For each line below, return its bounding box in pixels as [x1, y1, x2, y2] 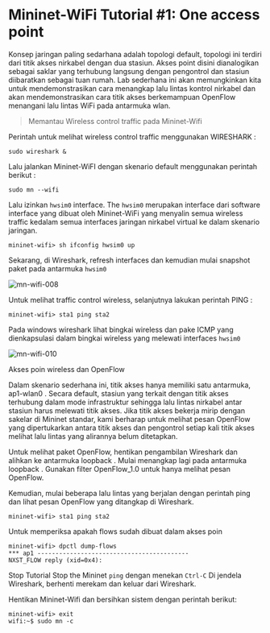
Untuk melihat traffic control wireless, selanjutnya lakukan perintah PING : [8, 295, 253, 304]
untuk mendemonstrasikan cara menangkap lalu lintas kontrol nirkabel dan [8, 83, 256, 93]
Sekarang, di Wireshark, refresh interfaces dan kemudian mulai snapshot [8, 255, 251, 265]
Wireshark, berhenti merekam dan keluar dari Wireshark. [8, 578, 197, 589]
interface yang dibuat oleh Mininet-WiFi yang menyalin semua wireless [8, 208, 243, 218]
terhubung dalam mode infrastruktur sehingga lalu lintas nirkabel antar [8, 397, 243, 407]
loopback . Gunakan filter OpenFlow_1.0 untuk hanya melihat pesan [8, 464, 231, 474]
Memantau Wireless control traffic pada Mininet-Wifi [27, 116, 203, 126]
